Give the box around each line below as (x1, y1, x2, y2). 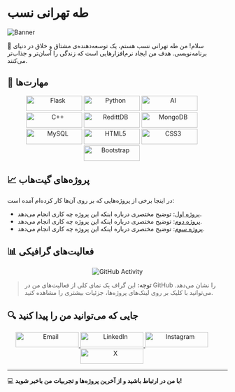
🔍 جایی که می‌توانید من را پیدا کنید (7, 310, 138, 321)
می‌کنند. (7, 56, 28, 64)
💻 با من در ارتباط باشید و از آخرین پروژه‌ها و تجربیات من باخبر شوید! (7, 377, 183, 385)
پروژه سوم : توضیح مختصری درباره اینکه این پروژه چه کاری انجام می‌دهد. (17, 224, 205, 233)
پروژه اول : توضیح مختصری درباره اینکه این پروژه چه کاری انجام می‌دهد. (17, 210, 202, 218)
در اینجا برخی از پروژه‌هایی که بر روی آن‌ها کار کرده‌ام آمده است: (7, 196, 175, 204)
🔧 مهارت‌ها (7, 77, 49, 89)
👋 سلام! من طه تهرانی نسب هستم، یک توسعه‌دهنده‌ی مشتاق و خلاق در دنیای (7, 41, 204, 50)
